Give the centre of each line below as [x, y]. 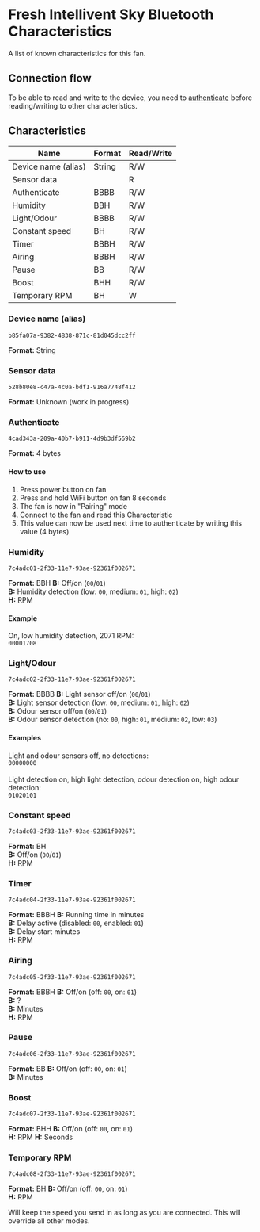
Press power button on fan [63, 489]
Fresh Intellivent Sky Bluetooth [111, 15]
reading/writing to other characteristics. [73, 105]
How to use [27, 472]
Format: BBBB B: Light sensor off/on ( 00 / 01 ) [80, 694]
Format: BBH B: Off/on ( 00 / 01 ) [57, 583]
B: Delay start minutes [44, 932]
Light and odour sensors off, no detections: [78, 756]
